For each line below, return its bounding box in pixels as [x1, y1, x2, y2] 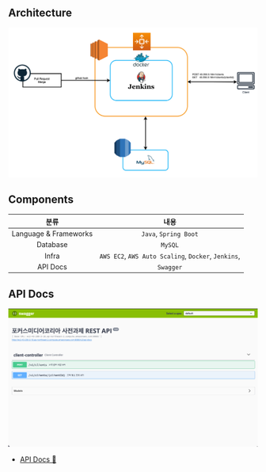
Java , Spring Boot [141, 229, 199, 238]
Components [8, 192, 74, 206]
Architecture [8, 6, 73, 20]
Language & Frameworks [11, 229, 93, 238]
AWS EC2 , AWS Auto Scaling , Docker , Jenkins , [99, 251, 241, 261]
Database [36, 240, 68, 249]
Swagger [157, 263, 183, 272]
